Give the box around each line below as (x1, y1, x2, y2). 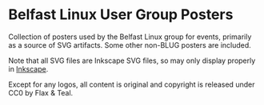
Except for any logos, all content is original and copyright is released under (8, 80, 255, 89)
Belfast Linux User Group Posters (8, 6, 234, 24)
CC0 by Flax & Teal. (8, 87, 74, 97)
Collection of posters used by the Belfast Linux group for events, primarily (8, 32, 252, 41)
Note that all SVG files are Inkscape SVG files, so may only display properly (8, 56, 256, 65)
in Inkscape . (8, 64, 49, 73)
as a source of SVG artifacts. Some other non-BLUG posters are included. (8, 40, 252, 49)
